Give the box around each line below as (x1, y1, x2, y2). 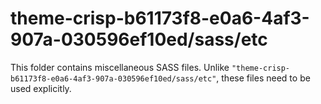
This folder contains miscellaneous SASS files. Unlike (10, 61, 230, 73)
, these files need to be (216, 72, 311, 84)
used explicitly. (10, 82, 72, 94)
